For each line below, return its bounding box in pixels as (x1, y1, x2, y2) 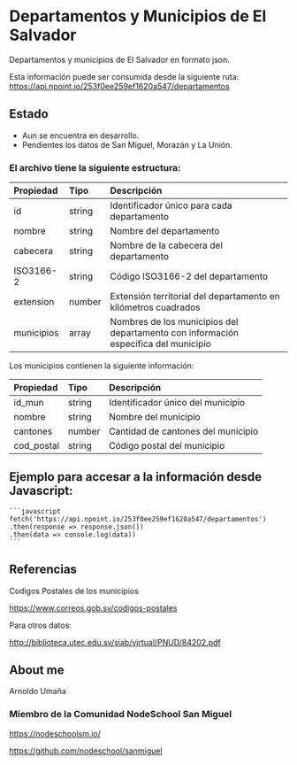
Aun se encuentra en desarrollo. (21, 130, 140, 141)
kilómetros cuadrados (110, 301, 201, 313)
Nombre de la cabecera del (110, 239, 224, 251)
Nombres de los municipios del (110, 316, 239, 328)
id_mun (13, 397, 44, 409)
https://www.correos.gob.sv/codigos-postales (9, 602, 178, 613)
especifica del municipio (110, 338, 212, 351)
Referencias (9, 562, 78, 577)
